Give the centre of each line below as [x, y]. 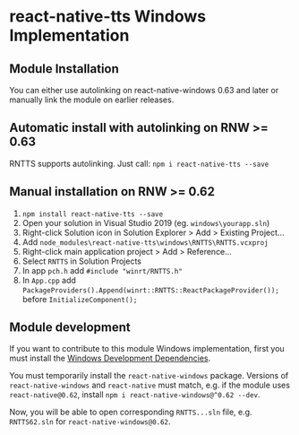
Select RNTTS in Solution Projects [81, 261]
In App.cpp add [49, 280]
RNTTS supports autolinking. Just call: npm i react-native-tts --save [139, 163]
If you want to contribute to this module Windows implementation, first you [147, 349]
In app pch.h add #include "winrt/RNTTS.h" [103, 270]
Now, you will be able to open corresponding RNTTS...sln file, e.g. [131, 412]
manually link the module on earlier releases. [92, 100]
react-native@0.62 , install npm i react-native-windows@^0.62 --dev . [135, 395]
